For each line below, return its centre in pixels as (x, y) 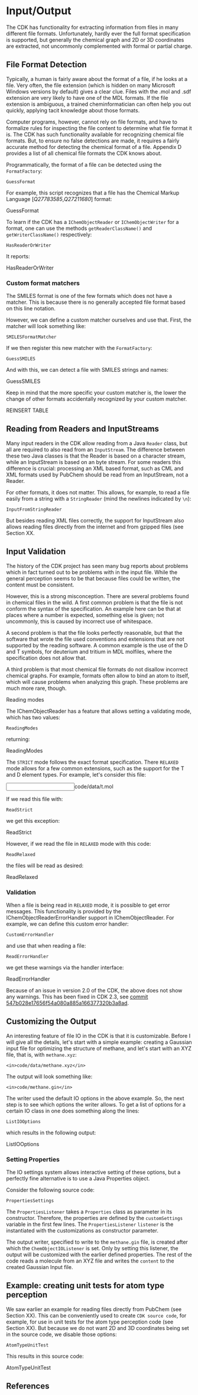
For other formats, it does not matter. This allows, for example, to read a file (98, 492)
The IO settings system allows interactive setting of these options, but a (93, 1172)
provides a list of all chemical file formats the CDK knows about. (84, 153)
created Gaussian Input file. (40, 1267)
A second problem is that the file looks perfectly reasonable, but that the (94, 632)
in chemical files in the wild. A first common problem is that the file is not (95, 602)
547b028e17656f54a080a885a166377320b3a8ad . (67, 1003)
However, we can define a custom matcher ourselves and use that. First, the (99, 320)
